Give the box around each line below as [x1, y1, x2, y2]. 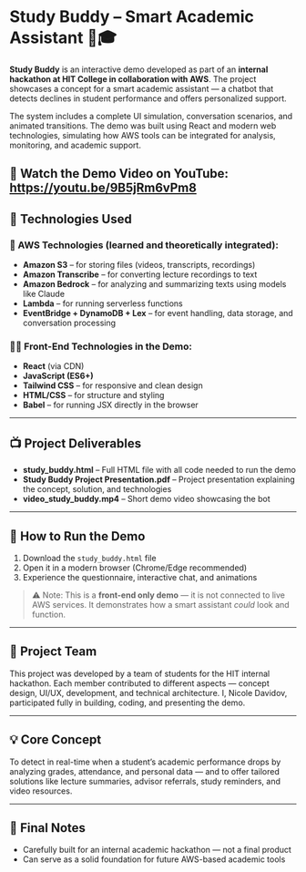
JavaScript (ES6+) [22, 371, 94, 382]
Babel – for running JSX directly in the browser [22, 399, 199, 411]
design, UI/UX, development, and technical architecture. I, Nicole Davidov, [9, 687, 288, 698]
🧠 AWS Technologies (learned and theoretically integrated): [9, 239, 280, 251]
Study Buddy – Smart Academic [9, 6, 255, 27]
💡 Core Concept [9, 732, 102, 748]
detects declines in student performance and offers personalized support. [9, 93, 287, 104]
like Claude [22, 289, 66, 300]
